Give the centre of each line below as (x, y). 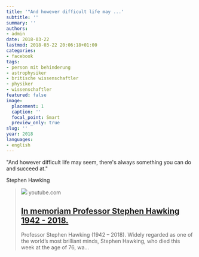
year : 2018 (20, 134)
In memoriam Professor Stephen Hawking (100, 211)
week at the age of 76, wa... (55, 247)
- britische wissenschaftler (42, 78)
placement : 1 (28, 106)
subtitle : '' (22, 17)
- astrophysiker (26, 73)
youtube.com (45, 192)
